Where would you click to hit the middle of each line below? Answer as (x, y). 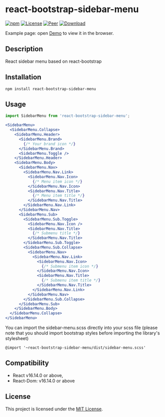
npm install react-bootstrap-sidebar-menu (51, 89)
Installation (23, 77)
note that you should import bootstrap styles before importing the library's (83, 333)
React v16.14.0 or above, (38, 375)
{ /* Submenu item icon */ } (70, 266)
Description (24, 49)
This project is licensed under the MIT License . (54, 409)
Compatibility (27, 363)
